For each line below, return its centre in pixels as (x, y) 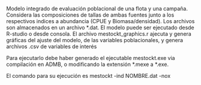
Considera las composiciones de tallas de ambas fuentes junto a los (90, 15)
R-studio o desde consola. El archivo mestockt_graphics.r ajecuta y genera (99, 34)
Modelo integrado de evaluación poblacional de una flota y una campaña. (97, 9)
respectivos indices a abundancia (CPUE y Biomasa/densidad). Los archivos (100, 21)
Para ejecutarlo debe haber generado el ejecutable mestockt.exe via (91, 58)
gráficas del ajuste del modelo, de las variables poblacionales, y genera (95, 40)
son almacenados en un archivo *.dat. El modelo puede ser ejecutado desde (100, 27)
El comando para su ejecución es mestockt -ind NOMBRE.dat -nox (88, 76)
